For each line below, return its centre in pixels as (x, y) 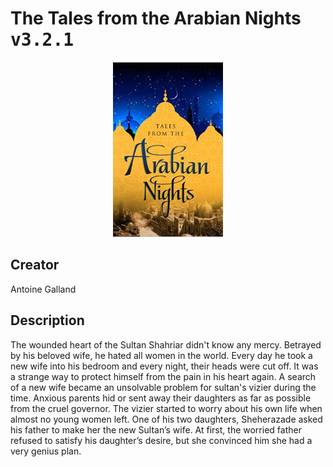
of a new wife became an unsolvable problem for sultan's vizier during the (163, 387)
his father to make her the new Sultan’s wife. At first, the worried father (156, 429)
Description (47, 320)
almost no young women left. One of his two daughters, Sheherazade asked (166, 419)
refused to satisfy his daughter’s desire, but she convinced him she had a (161, 440)
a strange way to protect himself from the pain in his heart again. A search (163, 376)
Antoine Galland (43, 289)
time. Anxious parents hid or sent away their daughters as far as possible (161, 398)
